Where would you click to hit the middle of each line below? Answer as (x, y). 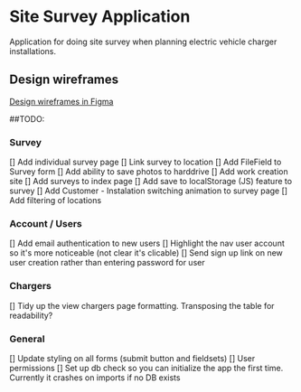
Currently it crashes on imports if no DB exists (95, 378)
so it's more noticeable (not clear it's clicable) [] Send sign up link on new (146, 253)
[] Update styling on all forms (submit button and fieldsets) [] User (132, 358)
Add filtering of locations (56, 201)
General (27, 339)
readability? (31, 315)
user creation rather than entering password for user (107, 263)
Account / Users (46, 223)
